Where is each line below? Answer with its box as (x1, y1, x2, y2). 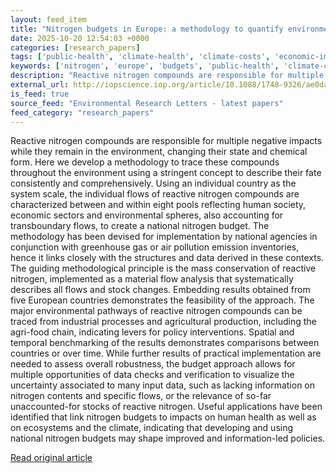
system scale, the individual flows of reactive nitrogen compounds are (10, 188, 300, 200)
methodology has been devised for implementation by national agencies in (10, 231, 318, 243)
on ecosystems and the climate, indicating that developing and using (10, 422, 294, 434)
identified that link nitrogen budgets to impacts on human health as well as (10, 411, 317, 423)
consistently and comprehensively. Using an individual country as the (10, 177, 297, 190)
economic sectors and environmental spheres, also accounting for (10, 209, 284, 221)
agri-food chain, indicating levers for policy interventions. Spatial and (10, 326, 295, 338)
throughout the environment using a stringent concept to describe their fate (10, 167, 322, 179)
